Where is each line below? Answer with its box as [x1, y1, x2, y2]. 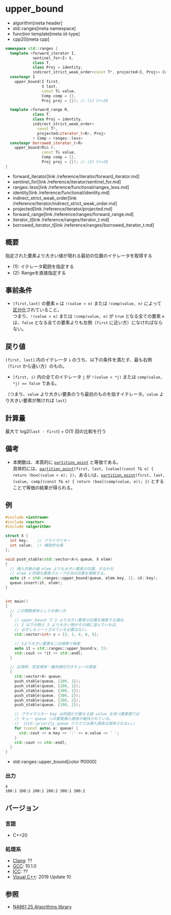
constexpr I [10, 74, 36, 79]
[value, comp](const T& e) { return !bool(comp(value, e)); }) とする [12, 478, 164, 484]
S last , [41, 84, 58, 89]
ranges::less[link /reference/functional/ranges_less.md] [12, 184, 129, 190]
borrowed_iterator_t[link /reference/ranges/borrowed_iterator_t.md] [12, 222, 154, 228]
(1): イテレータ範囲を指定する [12, 263, 74, 269]
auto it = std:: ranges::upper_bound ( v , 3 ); [14, 646, 108, 651]
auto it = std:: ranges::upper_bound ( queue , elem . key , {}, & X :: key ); [10, 576, 158, 581]
